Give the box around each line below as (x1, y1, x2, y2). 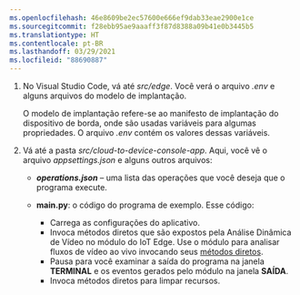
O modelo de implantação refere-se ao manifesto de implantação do (22, 108, 279, 118)
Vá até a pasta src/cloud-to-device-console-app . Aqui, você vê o (22, 145, 268, 156)
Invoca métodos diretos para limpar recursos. (49, 275, 221, 286)
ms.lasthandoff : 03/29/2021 (9, 47, 116, 56)
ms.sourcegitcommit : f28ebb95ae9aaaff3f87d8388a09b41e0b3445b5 (9, 22, 255, 31)
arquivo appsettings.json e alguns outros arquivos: (22, 155, 213, 165)
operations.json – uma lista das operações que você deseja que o (35, 172, 285, 183)
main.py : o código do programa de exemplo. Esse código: (35, 199, 255, 210)
